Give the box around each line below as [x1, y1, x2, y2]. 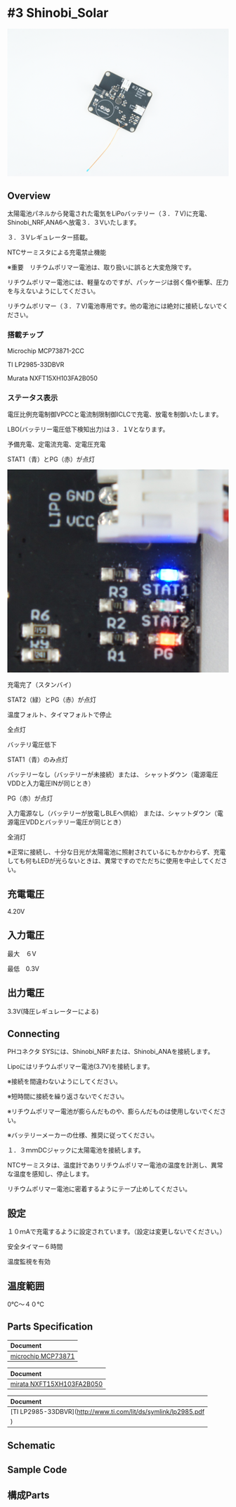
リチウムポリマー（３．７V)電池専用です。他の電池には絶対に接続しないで [7, 302, 223, 311]
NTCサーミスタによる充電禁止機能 [7, 248, 107, 256]
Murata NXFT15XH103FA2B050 [7, 373, 98, 382]
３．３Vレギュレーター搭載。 [7, 233, 92, 242]
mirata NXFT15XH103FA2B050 [10, 1379, 103, 1388]
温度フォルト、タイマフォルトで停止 [7, 710, 112, 719]
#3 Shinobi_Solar [7, 5, 109, 21]
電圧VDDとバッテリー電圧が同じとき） [13, 818, 125, 826]
